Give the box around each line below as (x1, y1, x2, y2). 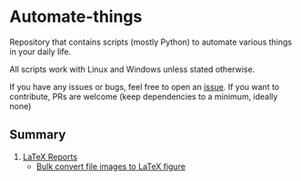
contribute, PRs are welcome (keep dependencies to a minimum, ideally (9, 91, 278, 102)
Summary (9, 127, 66, 143)
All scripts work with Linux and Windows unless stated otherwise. (9, 64, 256, 75)
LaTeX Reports (22, 151, 78, 162)
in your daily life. (9, 45, 71, 56)
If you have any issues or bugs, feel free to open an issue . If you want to (9, 81, 280, 92)
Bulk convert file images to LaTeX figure (35, 161, 186, 172)
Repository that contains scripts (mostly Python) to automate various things (9, 36, 293, 47)
